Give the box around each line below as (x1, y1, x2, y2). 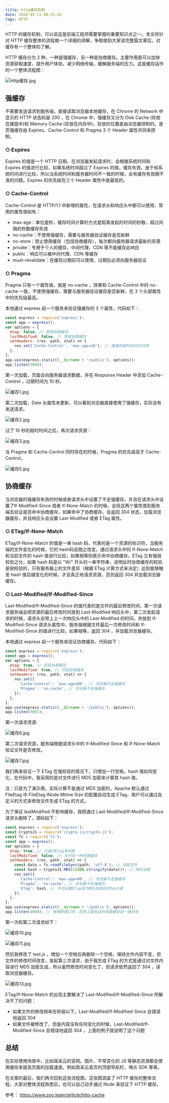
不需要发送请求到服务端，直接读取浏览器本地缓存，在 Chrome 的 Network (5, 108, 158, 114)
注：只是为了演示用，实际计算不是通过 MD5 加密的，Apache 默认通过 (5, 785, 149, 791)
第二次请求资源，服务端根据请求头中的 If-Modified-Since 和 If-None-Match (5, 741, 160, 747)
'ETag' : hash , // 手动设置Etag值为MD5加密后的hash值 (18, 886, 123, 891)
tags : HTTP (5, 17, 28, 22)
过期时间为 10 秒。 (26, 378, 64, 384)
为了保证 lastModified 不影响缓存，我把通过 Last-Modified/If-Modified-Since (5, 809, 164, 815)
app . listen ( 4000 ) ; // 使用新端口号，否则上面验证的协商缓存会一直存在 (5, 910, 139, 915)
